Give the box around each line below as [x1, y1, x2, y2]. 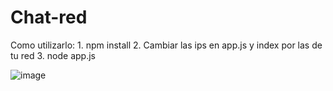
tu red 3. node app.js [10, 49, 96, 61]
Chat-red [10, 6, 88, 29]
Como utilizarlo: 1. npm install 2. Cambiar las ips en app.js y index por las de [10, 39, 323, 51]
